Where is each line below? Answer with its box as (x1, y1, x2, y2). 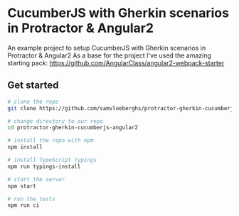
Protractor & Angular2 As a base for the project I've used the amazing (7, 51, 212, 60)
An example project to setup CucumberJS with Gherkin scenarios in (7, 43, 206, 52)
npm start (7, 183, 37, 190)
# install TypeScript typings (7, 156, 97, 163)
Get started (7, 80, 59, 92)
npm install (7, 144, 43, 151)
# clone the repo (7, 98, 59, 105)
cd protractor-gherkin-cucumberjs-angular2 (7, 124, 139, 131)
